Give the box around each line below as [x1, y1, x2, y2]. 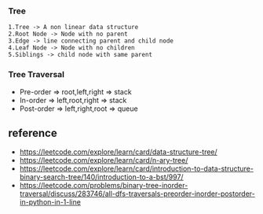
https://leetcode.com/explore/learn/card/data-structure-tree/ [19, 147, 217, 157]
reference [8, 126, 57, 139]
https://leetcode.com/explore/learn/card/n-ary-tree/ [19, 156, 188, 165]
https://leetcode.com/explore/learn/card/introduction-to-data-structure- [19, 164, 254, 174]
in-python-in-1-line [19, 197, 81, 207]
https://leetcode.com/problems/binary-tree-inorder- [19, 181, 188, 190]
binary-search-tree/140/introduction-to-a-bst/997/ [19, 172, 184, 182]
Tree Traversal [8, 69, 65, 80]
